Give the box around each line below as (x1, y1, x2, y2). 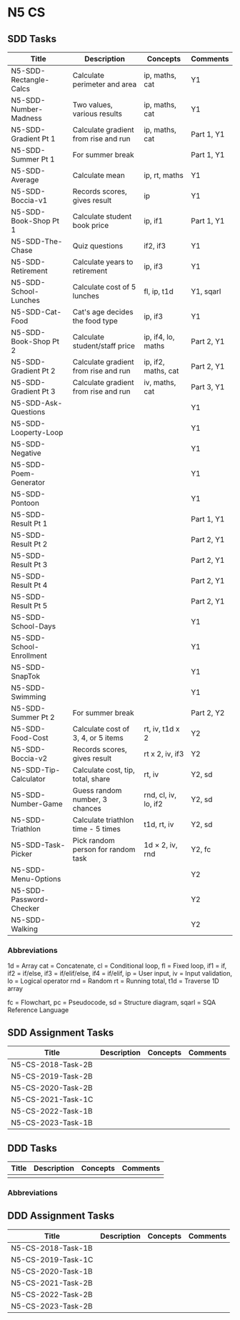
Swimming (11, 692, 46, 701)
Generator (11, 478, 45, 487)
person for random (72, 844, 136, 854)
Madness (11, 114, 42, 123)
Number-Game (11, 799, 63, 809)
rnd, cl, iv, (144, 790, 177, 800)
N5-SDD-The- (11, 236, 63, 246)
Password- (11, 894, 49, 904)
